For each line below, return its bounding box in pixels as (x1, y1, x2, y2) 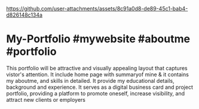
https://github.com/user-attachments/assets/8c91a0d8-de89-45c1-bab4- (6, 5, 188, 12)
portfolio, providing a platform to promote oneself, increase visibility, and (6, 89, 185, 97)
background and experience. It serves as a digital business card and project (6, 83, 193, 91)
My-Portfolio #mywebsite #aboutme (6, 32, 190, 46)
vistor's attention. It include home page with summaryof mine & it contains (6, 71, 189, 78)
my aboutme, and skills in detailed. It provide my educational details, (6, 77, 174, 84)
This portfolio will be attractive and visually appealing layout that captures (6, 64, 188, 71)
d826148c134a (6, 11, 43, 18)
